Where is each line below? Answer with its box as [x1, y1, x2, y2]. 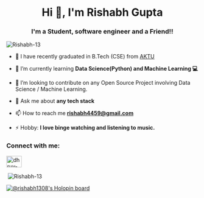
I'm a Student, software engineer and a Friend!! [31, 27, 174, 36]
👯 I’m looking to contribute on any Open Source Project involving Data [15, 79, 191, 87]
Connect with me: [6, 141, 60, 150]
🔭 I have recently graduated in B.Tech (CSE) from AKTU [15, 53, 155, 60]
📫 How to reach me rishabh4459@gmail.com [15, 110, 134, 117]
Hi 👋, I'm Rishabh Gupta [41, 5, 163, 19]
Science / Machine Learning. [15, 85, 88, 93]
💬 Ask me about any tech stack [15, 97, 95, 105]
